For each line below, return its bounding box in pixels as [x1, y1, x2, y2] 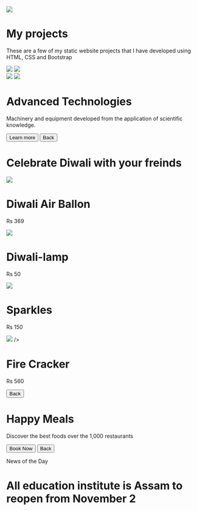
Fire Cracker [6, 357, 70, 371]
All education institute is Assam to [6, 479, 183, 493]
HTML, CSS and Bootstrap [6, 53, 72, 60]
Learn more [9, 134, 36, 141]
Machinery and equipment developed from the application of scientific [6, 115, 183, 122]
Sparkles [6, 303, 53, 316]
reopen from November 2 [6, 491, 136, 506]
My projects [6, 27, 68, 41]
